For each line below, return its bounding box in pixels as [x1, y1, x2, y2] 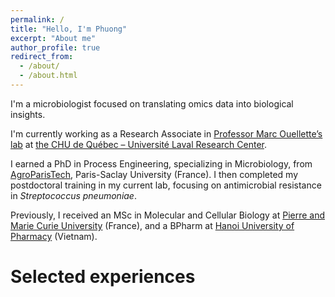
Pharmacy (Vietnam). [10, 230, 98, 242]
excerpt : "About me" [10, 33, 97, 43]
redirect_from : [10, 52, 74, 62]
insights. [10, 108, 46, 120]
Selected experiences [10, 266, 196, 288]
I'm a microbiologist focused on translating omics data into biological [10, 97, 294, 110]
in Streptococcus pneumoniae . [10, 189, 137, 201]
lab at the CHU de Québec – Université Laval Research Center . [10, 138, 267, 150]
